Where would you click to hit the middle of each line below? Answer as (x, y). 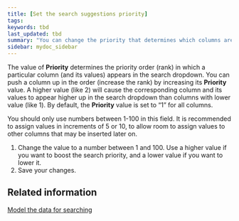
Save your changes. (47, 170)
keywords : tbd (28, 27)
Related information (52, 193)
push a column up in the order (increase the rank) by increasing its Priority (117, 82)
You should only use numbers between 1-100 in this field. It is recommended (119, 119)
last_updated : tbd (34, 34)
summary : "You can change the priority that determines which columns (114, 41)
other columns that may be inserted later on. (72, 134)
